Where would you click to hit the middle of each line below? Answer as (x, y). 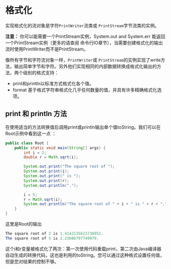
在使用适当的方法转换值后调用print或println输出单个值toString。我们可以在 (83, 127)
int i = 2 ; (35, 153)
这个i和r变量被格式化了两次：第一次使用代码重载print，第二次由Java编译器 (83, 249)
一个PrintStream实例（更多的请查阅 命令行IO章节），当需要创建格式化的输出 (84, 43)
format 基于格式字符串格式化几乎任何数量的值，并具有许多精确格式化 (85, 90)
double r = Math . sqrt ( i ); (51, 157)
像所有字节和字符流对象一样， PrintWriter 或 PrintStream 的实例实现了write (83, 60)
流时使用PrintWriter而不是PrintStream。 (47, 49)
